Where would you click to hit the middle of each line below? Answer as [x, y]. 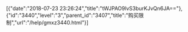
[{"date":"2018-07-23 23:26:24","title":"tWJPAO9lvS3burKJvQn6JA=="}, [94, 8]
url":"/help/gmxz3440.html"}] [53, 22]
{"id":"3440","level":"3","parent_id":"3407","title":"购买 [72, 15]
